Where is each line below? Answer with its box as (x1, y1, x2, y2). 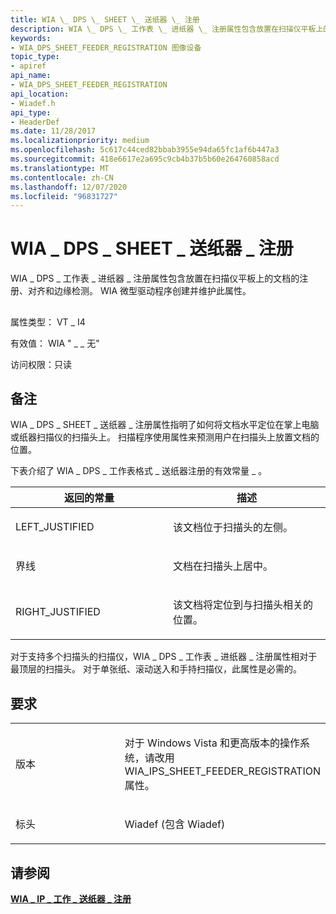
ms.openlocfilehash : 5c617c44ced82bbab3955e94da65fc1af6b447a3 (10, 145, 280, 155)
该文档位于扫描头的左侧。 (173, 521, 294, 535)
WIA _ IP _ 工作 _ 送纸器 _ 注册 (10, 893, 132, 905)
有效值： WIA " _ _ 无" (10, 337, 100, 349)
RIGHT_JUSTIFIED (15, 605, 101, 619)
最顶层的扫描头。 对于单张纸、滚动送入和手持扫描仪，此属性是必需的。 (10, 663, 302, 675)
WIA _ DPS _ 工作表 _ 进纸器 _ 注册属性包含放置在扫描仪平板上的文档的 (10, 272, 300, 285)
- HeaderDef (10, 117, 60, 127)
